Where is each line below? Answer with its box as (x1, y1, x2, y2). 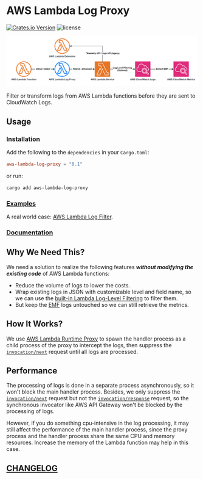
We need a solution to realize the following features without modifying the (6, 263, 193, 270)
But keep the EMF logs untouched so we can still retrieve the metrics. (15, 301, 190, 308)
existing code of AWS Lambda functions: (6, 270, 110, 277)
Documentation (6, 228, 53, 237)
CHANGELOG (6, 463, 58, 474)
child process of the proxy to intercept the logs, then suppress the (6, 341, 172, 348)
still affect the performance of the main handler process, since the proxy (6, 426, 188, 433)
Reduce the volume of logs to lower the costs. (15, 281, 131, 289)
